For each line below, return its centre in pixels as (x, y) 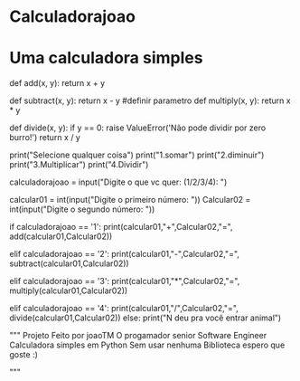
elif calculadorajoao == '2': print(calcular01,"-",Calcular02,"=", (124, 254)
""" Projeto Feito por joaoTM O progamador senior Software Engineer (138, 336)
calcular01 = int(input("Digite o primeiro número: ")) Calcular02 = (130, 200)
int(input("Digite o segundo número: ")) (82, 209)
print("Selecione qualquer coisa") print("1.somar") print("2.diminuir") (137, 155)
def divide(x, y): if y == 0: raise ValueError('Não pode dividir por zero (138, 128)
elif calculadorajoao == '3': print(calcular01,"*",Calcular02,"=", (125, 281)
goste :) (24, 355)
